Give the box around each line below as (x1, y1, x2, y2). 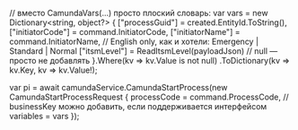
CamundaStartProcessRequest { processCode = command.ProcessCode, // (9, 91, 289, 102)
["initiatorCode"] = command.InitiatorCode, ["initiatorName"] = (9, 27, 241, 37)
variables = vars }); (9, 111, 80, 121)
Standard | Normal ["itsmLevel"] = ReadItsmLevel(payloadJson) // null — (9, 46, 278, 56)
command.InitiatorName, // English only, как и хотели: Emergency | (9, 36, 259, 47)
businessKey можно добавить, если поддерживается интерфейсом (9, 101, 267, 111)
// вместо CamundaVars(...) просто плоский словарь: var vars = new (9, 8, 268, 18)
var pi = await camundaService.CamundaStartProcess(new (9, 82, 228, 92)
